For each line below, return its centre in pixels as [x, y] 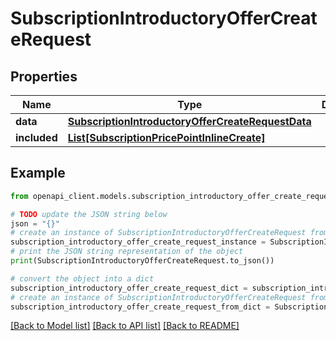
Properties [44, 76]
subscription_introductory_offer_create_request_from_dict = [140, 307]
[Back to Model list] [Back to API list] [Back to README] [125, 326]
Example [38, 173]
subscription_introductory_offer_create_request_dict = [129, 288]
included [36, 137]
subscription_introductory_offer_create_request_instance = [138, 242]
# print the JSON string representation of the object [127, 252]
